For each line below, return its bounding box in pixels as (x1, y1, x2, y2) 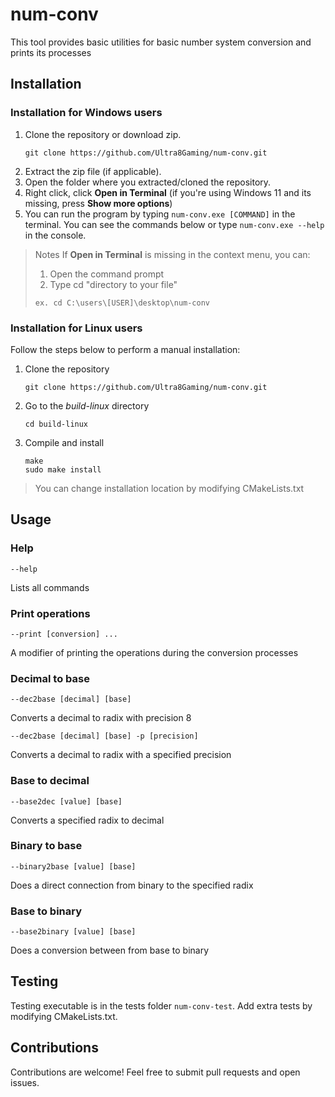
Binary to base (10, 839, 83, 853)
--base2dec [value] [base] (10, 796, 123, 807)
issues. (10, 1076, 40, 1088)
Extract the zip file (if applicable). (24, 165, 162, 177)
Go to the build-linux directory (24, 399, 150, 412)
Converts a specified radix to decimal (10, 814, 165, 826)
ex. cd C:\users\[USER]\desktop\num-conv (34, 298, 210, 308)
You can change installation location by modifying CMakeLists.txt (34, 482, 305, 494)
